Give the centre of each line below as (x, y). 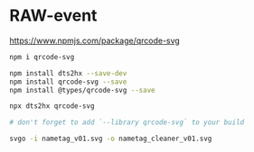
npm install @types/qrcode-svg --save (82, 90)
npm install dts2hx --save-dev (68, 73)
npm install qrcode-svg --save (68, 82)
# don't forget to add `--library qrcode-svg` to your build (127, 122)
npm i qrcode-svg (42, 57)
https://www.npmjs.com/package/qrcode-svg (95, 40)
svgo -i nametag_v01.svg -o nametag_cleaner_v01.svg (111, 139)
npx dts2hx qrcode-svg (52, 106)
